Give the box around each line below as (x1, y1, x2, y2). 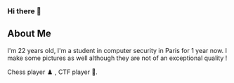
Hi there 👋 (7, 6, 42, 16)
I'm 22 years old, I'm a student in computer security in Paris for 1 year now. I (7, 46, 227, 54)
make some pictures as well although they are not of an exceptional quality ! (7, 54, 228, 62)
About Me (7, 28, 51, 40)
